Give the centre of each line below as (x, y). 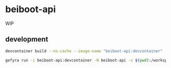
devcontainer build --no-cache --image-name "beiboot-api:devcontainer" (84, 51)
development (27, 39)
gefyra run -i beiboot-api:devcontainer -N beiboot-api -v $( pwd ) (77, 60)
